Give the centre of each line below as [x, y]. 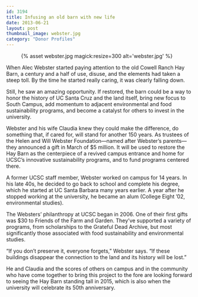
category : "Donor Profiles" [41, 39]
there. [13, 166]
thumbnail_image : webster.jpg [44, 34]
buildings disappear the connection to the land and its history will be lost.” [96, 257]
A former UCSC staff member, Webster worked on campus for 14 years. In [97, 178]
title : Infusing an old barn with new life [61, 17]
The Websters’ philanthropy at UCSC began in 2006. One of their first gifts [97, 214]
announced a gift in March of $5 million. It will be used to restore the [101, 147]
